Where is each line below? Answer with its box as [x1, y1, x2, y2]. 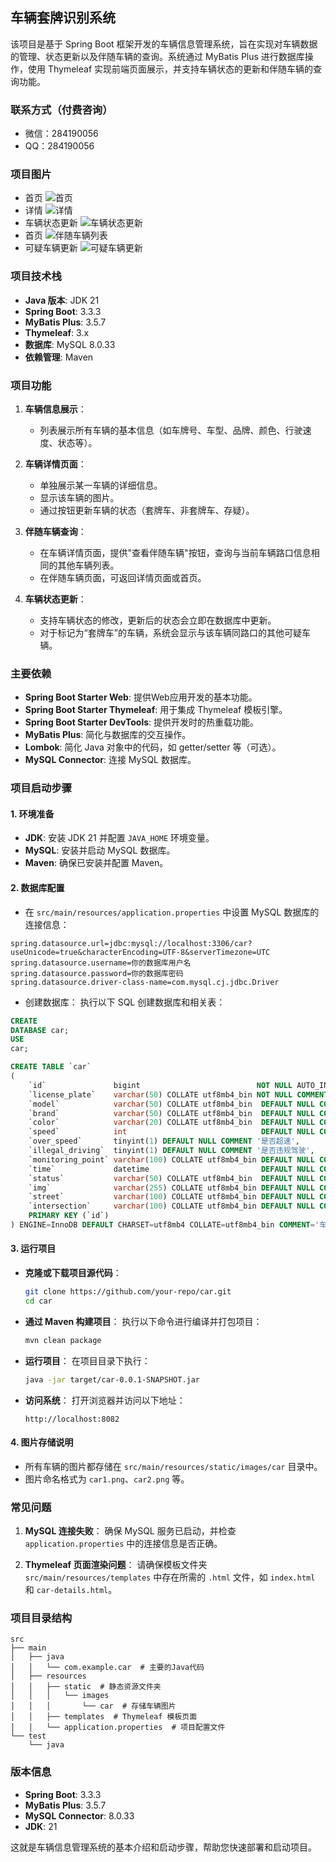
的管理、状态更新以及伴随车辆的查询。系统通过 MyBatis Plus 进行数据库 [10, 50, 305, 62]
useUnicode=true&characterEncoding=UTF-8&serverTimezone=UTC [10, 947, 271, 957]
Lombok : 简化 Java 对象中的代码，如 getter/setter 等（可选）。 [24, 741, 282, 753]
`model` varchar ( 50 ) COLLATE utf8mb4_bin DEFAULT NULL [28, 1099, 315, 1109]
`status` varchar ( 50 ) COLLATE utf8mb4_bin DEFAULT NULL [28, 1173, 315, 1183]
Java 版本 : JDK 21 [24, 294, 100, 306]
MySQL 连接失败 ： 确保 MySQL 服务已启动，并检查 [24, 1525, 237, 1537]
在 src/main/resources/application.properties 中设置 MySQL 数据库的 [24, 906, 320, 918]
